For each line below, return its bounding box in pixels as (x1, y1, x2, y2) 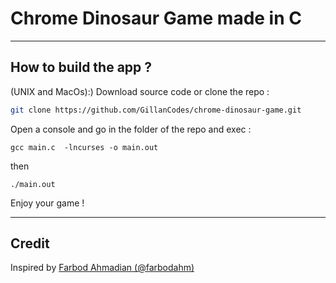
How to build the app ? (10, 59, 153, 76)
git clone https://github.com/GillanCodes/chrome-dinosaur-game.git (10, 105, 302, 115)
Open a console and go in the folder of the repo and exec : (10, 123, 252, 135)
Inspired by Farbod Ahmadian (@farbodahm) (10, 262, 195, 274)
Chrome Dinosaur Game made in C (10, 7, 302, 30)
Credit (10, 235, 50, 252)
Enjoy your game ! (10, 197, 85, 209)
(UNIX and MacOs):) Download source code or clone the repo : (10, 85, 270, 97)
